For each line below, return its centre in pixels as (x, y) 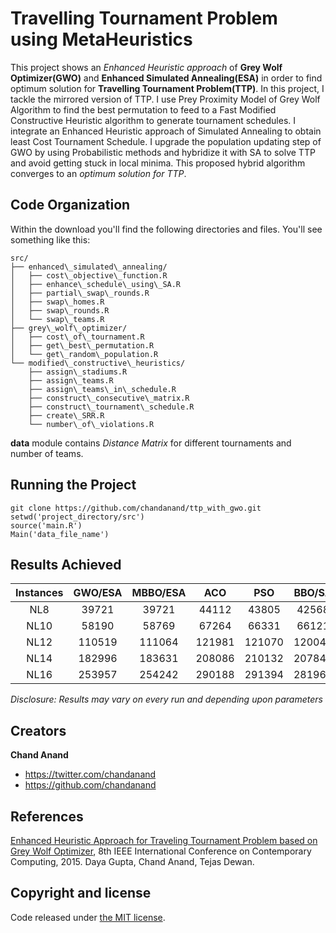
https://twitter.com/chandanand (90, 774)
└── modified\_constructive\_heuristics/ (98, 363)
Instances (39, 593)
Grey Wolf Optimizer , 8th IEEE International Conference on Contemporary (161, 851)
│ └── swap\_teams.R (57, 319)
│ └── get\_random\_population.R (84, 354)
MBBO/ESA (159, 593)
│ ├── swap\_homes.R (57, 302)
